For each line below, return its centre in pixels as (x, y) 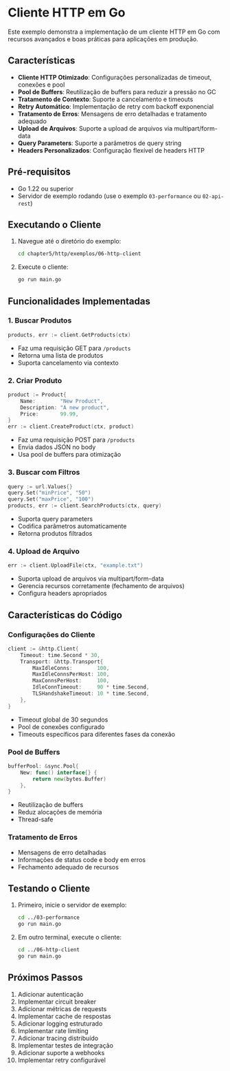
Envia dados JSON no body (57, 447)
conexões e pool (41, 85)
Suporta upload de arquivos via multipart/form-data (91, 578)
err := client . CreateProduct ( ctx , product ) (71, 427)
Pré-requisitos (39, 172)
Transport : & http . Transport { (62, 662)
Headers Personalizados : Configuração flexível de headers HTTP (111, 150)
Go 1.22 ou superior (46, 188)
